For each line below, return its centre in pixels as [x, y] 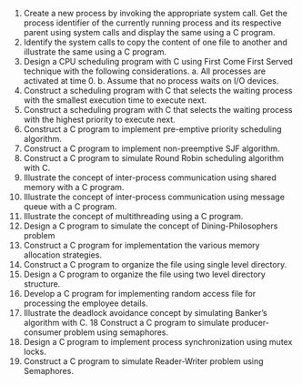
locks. [35, 351]
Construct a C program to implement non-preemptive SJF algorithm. [151, 148]
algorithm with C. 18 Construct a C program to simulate [126, 323]
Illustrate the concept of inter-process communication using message [154, 197]
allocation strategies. [63, 255]
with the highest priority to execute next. [99, 119]
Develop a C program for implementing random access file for [140, 294]
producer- [250, 323]
